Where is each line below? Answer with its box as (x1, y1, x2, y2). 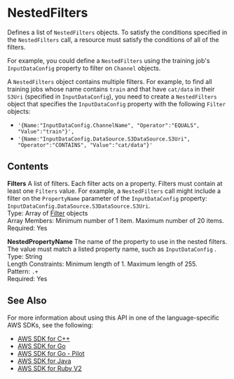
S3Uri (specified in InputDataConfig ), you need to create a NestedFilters (7, 92, 217, 101)
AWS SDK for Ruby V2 (17, 364, 82, 372)
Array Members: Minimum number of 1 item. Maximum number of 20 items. (7, 216, 224, 224)
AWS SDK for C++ (17, 334, 70, 343)
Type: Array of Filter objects (7, 208, 88, 217)
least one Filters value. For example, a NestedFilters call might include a (7, 187, 221, 195)
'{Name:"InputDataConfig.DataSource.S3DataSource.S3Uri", (17, 135, 191, 143)
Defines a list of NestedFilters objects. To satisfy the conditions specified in (7, 28, 228, 36)
